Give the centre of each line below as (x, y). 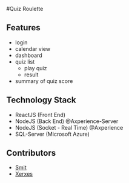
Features (23, 28)
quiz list (25, 62)
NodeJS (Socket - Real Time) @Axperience (69, 127)
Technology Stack (41, 100)
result (31, 75)
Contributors (31, 153)
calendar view (32, 48)
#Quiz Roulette (25, 9)
